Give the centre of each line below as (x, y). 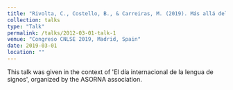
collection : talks (34, 20)
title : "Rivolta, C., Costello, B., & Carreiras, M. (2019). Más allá (111, 13)
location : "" (26, 53)
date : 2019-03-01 (32, 46)
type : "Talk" (26, 26)
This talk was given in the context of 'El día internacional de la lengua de (110, 72)
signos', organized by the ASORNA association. (75, 79)
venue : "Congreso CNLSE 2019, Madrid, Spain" (74, 39)
